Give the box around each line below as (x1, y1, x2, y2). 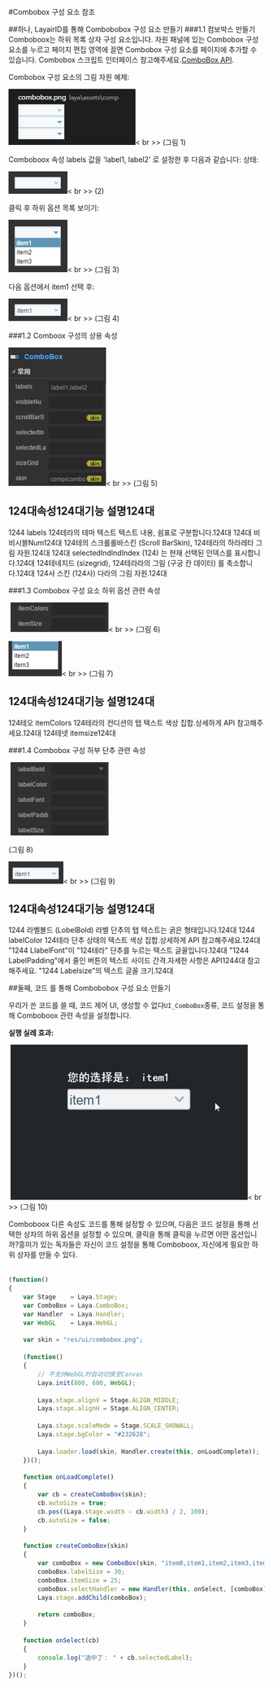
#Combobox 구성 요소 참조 (8, 7, 96, 16)
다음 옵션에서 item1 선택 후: (8, 282, 95, 291)
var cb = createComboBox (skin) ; (37, 1491, 148, 1499)
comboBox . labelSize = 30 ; (37, 1568, 126, 1576)
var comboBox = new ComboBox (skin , (37, 1559, 158, 1567)
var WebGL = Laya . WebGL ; (23, 1318, 118, 1327)
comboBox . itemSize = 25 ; (37, 1576, 122, 1584)
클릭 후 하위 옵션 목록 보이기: (8, 203, 100, 213)
